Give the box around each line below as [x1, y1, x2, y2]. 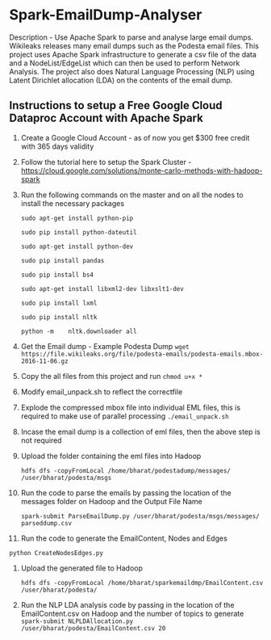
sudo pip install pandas [20, 256, 105, 264]
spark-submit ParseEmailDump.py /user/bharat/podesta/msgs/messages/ [20, 512, 261, 520]
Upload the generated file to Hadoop [20, 563, 144, 573]
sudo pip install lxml [20, 299, 98, 307]
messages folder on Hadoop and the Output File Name [20, 496, 202, 506]
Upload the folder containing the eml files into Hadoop [20, 451, 202, 461]
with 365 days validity [20, 141, 94, 151]
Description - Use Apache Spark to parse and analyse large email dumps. [9, 32, 253, 42]
